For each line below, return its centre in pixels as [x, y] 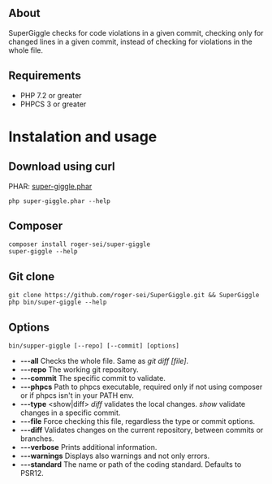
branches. [37, 439]
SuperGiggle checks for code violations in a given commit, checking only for [136, 32]
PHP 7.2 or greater [51, 95]
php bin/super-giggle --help [58, 302]
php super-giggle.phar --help [60, 201]
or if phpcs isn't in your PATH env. [77, 395]
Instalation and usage [83, 136]
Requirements [45, 76]
